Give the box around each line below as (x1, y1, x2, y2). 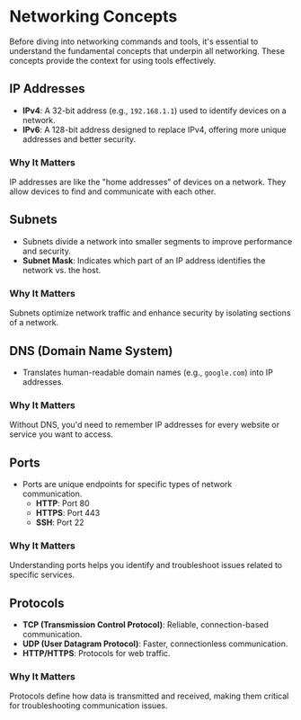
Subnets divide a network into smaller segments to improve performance (22, 236, 293, 246)
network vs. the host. (22, 264, 102, 275)
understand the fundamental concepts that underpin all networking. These (9, 45, 286, 56)
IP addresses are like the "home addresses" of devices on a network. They (9, 177, 287, 188)
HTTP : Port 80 (35, 498, 90, 509)
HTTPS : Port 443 (35, 508, 101, 519)
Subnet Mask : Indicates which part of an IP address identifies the (22, 254, 266, 266)
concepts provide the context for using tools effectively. (9, 55, 217, 66)
